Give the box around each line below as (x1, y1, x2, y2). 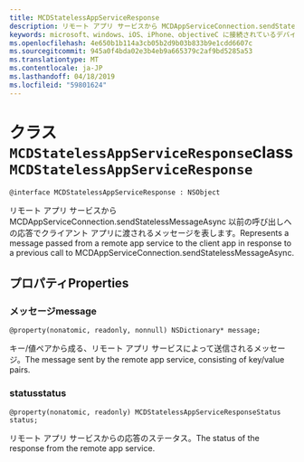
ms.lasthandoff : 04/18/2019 (9, 72, 116, 81)
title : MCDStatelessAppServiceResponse (9, 13, 160, 23)
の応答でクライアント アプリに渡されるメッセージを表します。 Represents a (9, 227, 290, 238)
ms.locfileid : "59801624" (9, 80, 107, 90)
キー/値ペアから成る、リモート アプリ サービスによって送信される (9, 343, 254, 354)
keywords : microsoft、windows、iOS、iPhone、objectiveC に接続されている (9, 30, 277, 39)
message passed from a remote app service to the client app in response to (9, 237, 292, 249)
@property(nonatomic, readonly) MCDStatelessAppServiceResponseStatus (9, 408, 281, 417)
